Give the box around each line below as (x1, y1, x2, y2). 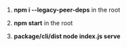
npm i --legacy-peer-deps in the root (13, 6, 121, 14)
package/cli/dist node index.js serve (13, 32, 121, 40)
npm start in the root (13, 19, 73, 27)
